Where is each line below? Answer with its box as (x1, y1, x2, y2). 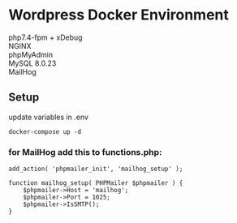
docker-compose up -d (8, 127, 82, 135)
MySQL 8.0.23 (8, 58, 57, 68)
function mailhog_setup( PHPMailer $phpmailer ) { (8, 179, 183, 187)
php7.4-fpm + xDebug (8, 32, 83, 42)
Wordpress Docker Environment (8, 6, 230, 24)
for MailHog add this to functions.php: (8, 146, 162, 157)
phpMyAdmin (8, 49, 54, 59)
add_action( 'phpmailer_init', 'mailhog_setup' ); (8, 165, 183, 174)
